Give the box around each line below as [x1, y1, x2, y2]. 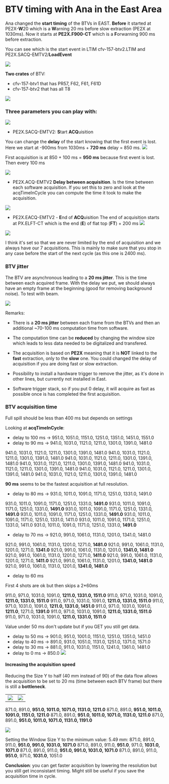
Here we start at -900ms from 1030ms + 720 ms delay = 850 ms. [5, 145, 141, 151]
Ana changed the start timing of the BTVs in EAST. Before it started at [5, 20, 151, 26]
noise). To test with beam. [5, 290, 59, 296]
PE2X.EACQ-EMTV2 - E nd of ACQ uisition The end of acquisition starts [12, 215, 160, 221]
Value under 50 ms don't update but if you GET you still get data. [5, 623, 140, 630]
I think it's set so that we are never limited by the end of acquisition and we [5, 240, 161, 246]
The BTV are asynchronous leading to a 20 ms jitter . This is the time [5, 274, 147, 281]
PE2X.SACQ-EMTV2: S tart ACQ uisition [12, 129, 93, 135]
